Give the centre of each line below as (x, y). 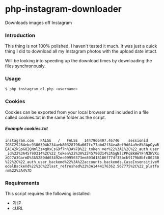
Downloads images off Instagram (39, 23)
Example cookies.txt (27, 129)
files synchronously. (25, 66)
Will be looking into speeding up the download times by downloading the (79, 61)
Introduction (20, 35)
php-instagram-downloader (63, 9)
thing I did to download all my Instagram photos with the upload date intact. (81, 51)
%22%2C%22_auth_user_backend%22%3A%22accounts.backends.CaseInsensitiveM (82, 162)
